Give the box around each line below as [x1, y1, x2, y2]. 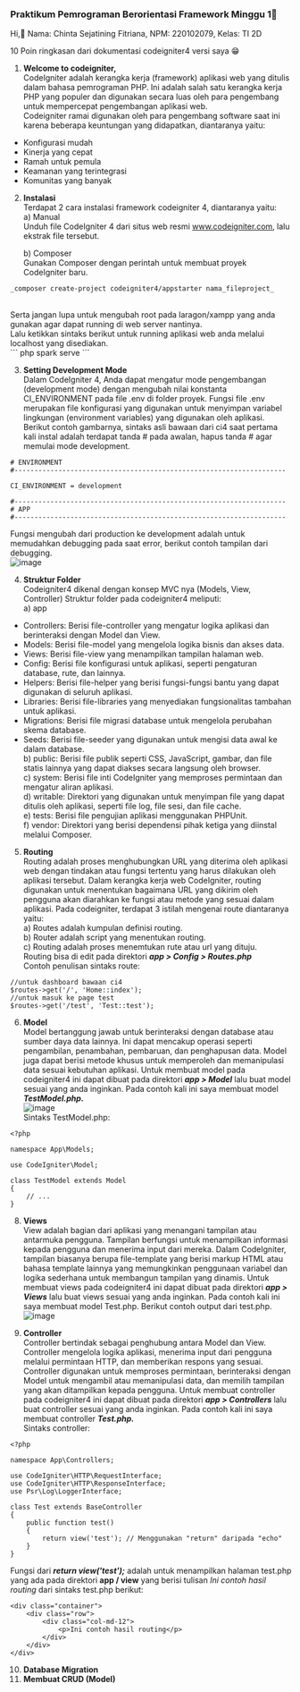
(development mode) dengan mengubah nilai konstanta [22, 384, 227, 394]
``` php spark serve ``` [10, 348, 90, 359]
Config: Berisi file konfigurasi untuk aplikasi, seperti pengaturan [22, 658, 257, 669]
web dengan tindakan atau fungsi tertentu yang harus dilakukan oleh [22, 866, 276, 876]
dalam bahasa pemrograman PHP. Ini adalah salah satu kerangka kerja [22, 82, 283, 93]
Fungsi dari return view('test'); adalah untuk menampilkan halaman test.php [10, 1565, 292, 1577]
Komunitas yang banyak [22, 175, 112, 186]
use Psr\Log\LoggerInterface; [10, 1487, 123, 1496]
